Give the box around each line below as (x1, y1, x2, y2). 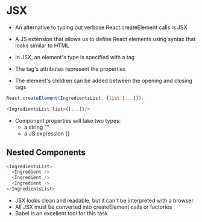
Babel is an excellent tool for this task (14, 209, 108, 217)
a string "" (24, 123, 49, 131)
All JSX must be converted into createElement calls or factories (14, 203, 172, 211)
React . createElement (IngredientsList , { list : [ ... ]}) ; (6, 95, 145, 101)
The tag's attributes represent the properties (14, 65, 126, 73)
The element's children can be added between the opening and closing (14, 77, 193, 84)
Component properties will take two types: (14, 117, 121, 124)
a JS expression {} (24, 129, 71, 137)
